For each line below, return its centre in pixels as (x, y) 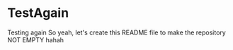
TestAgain (38, 13)
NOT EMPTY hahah (36, 39)
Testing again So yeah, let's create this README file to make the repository (117, 32)
